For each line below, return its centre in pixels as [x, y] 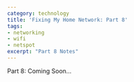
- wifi [17, 39]
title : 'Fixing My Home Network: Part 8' [68, 20]
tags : [15, 26]
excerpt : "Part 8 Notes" [43, 52]
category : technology [38, 13]
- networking [26, 32]
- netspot [21, 45]
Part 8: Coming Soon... [39, 71]
